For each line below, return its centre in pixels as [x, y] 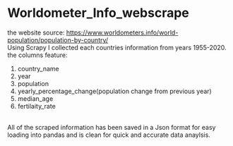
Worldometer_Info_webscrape [98, 13]
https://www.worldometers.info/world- [122, 32]
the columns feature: [37, 55]
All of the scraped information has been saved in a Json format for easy [112, 127]
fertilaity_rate [37, 106]
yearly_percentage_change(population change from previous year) [114, 91]
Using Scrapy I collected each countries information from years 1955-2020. [117, 47]
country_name [38, 68]
